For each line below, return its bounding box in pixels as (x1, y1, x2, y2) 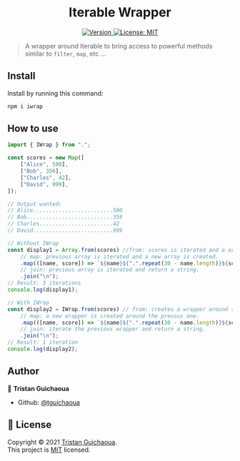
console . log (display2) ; (7, 345, 79, 353)
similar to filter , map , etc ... (24, 49, 106, 58)
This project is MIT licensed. (7, 445, 91, 454)
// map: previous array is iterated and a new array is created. (20, 253, 219, 260)
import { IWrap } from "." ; (7, 141, 91, 148)
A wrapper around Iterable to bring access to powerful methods (24, 41, 213, 50)
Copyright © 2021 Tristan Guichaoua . (7, 437, 118, 446)
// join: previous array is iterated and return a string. (20, 266, 200, 273)
